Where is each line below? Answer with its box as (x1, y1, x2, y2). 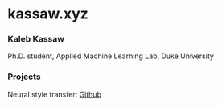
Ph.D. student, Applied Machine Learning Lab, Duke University (7, 51, 215, 61)
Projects (7, 71, 41, 82)
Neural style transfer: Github (7, 89, 102, 99)
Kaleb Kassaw (7, 34, 65, 45)
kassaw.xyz (7, 5, 89, 23)
